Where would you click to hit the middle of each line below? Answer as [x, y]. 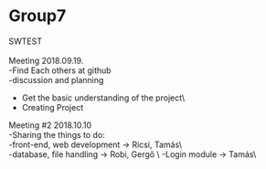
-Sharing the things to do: [57, 134]
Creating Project [53, 107]
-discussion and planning [56, 79]
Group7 [37, 16]
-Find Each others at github [60, 70]
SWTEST [26, 41]
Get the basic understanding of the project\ [103, 98]
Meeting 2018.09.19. [46, 60]
